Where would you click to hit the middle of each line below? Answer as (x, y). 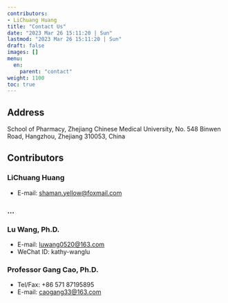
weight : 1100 (26, 78)
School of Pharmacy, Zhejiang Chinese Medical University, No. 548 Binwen (114, 129)
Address (26, 112)
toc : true (21, 84)
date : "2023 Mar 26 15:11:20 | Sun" (60, 33)
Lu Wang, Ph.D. (34, 229)
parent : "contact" (46, 71)
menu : (15, 59)
